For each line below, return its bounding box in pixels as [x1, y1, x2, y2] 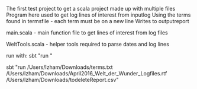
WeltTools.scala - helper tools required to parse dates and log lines [6, 41, 170, 47]
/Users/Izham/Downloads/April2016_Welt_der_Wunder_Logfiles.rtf [6, 70, 167, 77]
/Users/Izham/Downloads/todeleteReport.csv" [6, 77, 119, 83]
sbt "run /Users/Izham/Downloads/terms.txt [6, 63, 114, 71]
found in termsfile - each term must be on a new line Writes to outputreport [6, 18, 189, 24]
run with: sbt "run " [6, 52, 53, 59]
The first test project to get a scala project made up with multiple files [6, 5, 176, 12]
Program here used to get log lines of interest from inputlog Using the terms [6, 11, 191, 18]
